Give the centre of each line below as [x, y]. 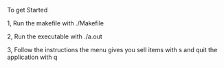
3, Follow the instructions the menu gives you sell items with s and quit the [112, 50]
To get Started [27, 10]
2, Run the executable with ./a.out [55, 36]
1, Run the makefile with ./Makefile [56, 23]
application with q [32, 57]
